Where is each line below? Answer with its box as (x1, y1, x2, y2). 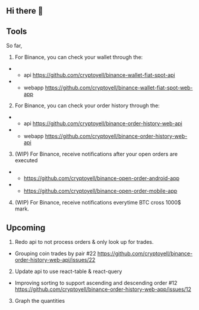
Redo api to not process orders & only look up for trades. (14, 238, 154, 246)
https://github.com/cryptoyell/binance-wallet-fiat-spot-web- (45, 84, 193, 91)
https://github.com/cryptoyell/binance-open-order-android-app (23, 175, 180, 182)
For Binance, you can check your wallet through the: (14, 54, 143, 61)
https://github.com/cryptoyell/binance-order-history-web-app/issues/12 (14, 286, 191, 293)
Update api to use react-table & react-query (14, 268, 122, 275)
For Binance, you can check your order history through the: (14, 102, 160, 109)
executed (14, 157, 38, 164)
